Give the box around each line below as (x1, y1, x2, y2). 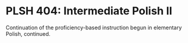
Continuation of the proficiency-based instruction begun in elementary (5, 24, 183, 31)
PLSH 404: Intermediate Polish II (5, 4, 172, 18)
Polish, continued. (5, 30, 51, 37)
